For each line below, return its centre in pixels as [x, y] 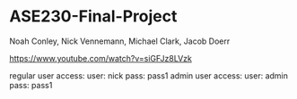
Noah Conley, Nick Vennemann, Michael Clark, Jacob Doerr [120, 41]
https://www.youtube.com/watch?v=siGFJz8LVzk [101, 58]
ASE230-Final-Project [93, 16]
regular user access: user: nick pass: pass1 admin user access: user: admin [149, 75]
